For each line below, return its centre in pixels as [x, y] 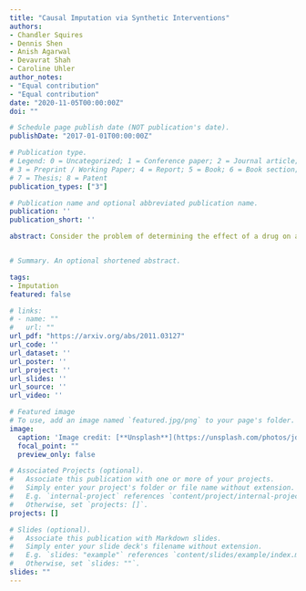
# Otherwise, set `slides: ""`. [75, 564]
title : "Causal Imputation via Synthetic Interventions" [120, 18]
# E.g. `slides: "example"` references [89, 555]
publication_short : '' [52, 220]
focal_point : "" [48, 446]
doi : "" [24, 111]
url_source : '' [38, 387]
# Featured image [42, 412]
